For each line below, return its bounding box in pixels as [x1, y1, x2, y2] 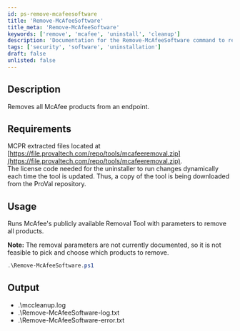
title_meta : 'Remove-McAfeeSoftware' [7, 24, 120, 31]
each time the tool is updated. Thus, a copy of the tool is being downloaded [7, 172, 230, 180]
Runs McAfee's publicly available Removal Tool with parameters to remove [7, 219, 227, 228]
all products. [7, 227, 44, 235]
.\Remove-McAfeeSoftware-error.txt [17, 315, 125, 325]
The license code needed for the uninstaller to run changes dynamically [7, 165, 219, 173]
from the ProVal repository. [7, 180, 87, 188]
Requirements [7, 123, 71, 135]
